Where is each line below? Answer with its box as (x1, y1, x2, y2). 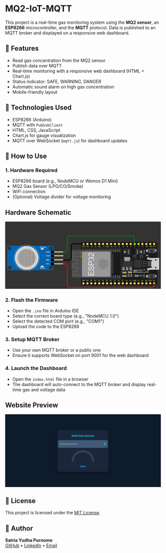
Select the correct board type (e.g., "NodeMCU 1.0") (12, 313, 120, 319)
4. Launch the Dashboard (5, 365, 67, 372)
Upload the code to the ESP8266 (12, 323, 80, 330)
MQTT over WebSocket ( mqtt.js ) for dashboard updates (12, 137, 127, 144)
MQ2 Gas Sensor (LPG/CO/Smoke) (12, 183, 83, 189)
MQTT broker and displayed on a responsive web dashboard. (5, 30, 130, 36)
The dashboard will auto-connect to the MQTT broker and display (12, 381, 146, 387)
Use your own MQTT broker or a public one (12, 347, 101, 353)
